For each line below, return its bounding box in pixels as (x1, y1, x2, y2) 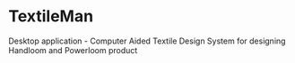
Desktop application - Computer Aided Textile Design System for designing (8, 35, 286, 46)
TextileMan (8, 6, 94, 27)
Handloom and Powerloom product (8, 44, 138, 55)
